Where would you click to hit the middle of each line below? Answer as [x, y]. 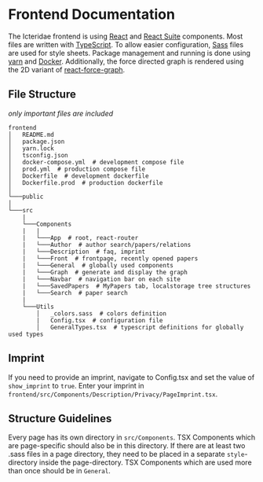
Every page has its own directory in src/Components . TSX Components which [132, 437]
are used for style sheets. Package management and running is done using [130, 53]
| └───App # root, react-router [80, 237]
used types [26, 334]
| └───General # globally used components [98, 265]
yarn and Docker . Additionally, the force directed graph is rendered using [126, 61]
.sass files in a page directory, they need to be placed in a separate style [126, 454]
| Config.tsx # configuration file [100, 320]
